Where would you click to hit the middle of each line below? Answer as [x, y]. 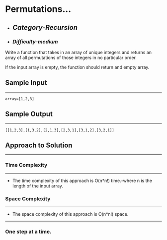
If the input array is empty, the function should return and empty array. [77, 67]
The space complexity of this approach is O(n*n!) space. [70, 214]
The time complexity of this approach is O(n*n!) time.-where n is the [82, 180]
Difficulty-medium [35, 42]
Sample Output [29, 114]
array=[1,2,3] [20, 99]
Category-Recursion [45, 28]
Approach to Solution [39, 145]
